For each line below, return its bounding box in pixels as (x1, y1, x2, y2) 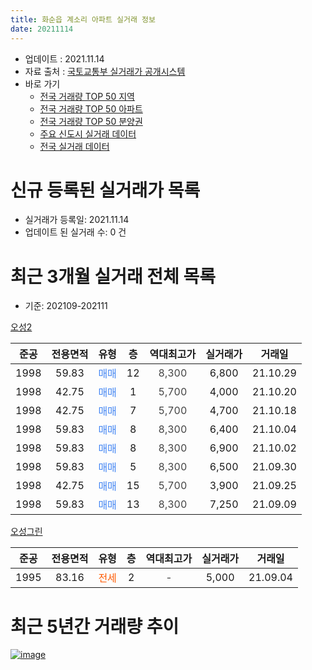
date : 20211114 (10, 24, 74, 34)
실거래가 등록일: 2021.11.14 (24, 214, 130, 226)
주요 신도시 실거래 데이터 (39, 127, 137, 140)
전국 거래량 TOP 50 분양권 (39, 115, 143, 127)
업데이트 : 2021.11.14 (24, 52, 105, 65)
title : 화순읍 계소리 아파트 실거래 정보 (10, 14, 156, 25)
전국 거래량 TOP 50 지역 (39, 90, 135, 102)
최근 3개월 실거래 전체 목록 (10, 265, 216, 288)
